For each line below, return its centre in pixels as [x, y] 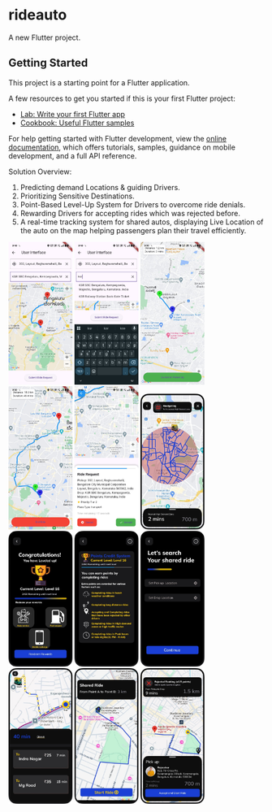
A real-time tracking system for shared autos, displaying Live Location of [142, 222]
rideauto [38, 15]
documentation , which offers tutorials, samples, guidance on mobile [122, 147]
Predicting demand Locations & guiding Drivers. [100, 187]
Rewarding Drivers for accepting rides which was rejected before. [130, 213]
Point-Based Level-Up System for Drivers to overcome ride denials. [133, 204]
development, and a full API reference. [73, 155]
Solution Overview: [40, 172]
